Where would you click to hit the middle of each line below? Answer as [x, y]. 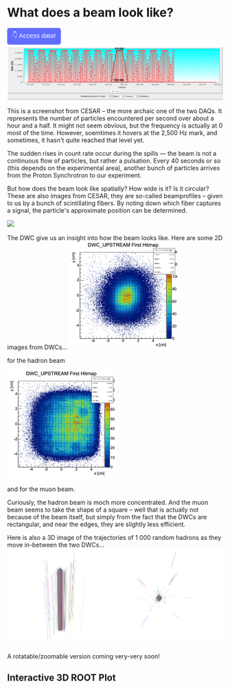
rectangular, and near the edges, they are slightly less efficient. [96, 524]
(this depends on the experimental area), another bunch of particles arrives [114, 168]
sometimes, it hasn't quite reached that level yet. [76, 140]
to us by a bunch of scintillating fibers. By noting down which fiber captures [114, 203]
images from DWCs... [37, 347]
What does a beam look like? [90, 13]
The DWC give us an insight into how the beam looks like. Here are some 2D [115, 238]
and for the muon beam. [41, 489]
